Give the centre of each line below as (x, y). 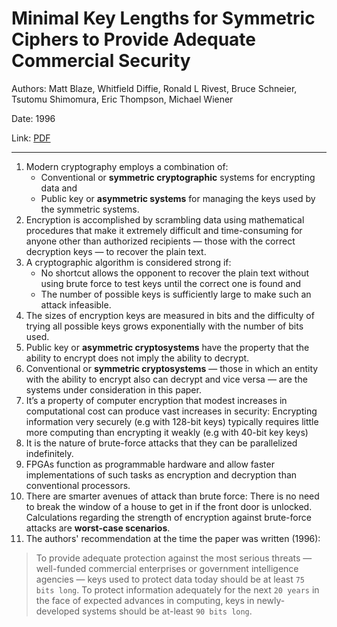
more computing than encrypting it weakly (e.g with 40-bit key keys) (167, 432)
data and (59, 188)
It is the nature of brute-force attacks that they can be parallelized (161, 443)
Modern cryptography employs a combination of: (127, 166)
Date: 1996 (33, 118)
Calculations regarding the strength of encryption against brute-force (168, 517)
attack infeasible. (76, 304)
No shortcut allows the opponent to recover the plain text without (175, 273)
